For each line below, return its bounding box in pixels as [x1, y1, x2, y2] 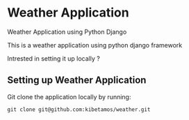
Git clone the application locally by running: [7, 92, 131, 101]
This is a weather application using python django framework [7, 41, 183, 49]
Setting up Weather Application [7, 74, 147, 86]
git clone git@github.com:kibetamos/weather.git [7, 106, 151, 113]
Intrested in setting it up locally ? [7, 54, 101, 63]
